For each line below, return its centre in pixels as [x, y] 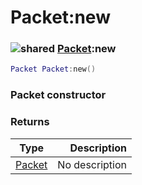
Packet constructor [58, 95]
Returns [30, 122]
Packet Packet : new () [53, 69]
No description [92, 164]
